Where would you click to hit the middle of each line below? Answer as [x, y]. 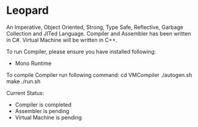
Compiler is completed [43, 104]
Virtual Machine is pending [48, 117]
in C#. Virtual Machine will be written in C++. [62, 40]
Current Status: [25, 93]
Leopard [28, 11]
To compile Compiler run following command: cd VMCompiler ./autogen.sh [99, 75]
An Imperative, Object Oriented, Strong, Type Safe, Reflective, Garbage [95, 27]
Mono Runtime [33, 63]
